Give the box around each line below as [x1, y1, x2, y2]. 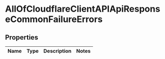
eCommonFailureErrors [5, 14, 103, 25]
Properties [5, 33, 38, 41]
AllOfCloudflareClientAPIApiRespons [5, 3, 161, 15]
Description [43, 48, 71, 54]
